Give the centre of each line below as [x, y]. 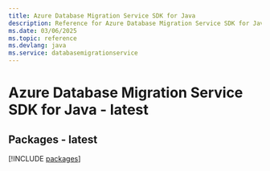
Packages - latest [53, 139]
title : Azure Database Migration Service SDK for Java [102, 16]
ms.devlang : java [37, 46]
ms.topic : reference [43, 38]
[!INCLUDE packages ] [45, 159]
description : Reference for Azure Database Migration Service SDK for [129, 23]
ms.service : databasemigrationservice [73, 53]
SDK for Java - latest [78, 110]
